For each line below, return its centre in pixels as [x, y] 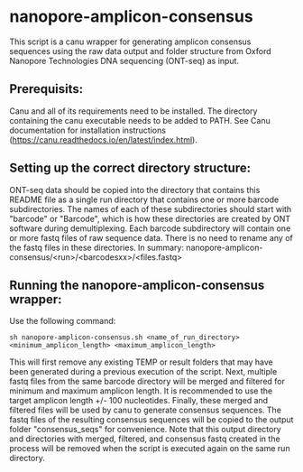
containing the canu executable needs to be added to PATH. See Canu [140, 120]
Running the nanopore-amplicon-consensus [137, 285]
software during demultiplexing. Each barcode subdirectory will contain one [150, 228]
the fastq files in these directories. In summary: [97, 247]
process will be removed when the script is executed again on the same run [150, 449]
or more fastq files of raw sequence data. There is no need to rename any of [151, 237]
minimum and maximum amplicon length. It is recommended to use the [141, 391]
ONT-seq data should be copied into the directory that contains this [135, 190]
